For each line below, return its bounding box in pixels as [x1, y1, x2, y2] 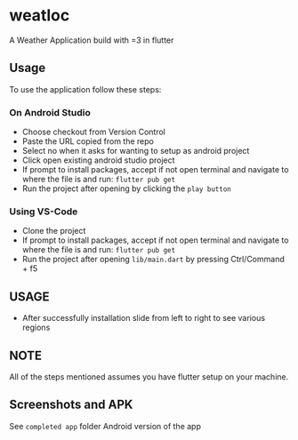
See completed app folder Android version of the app [9, 420, 202, 431]
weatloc [9, 5, 70, 26]
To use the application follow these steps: [9, 84, 162, 94]
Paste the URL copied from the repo [21, 136, 154, 147]
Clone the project [21, 226, 86, 236]
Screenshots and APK [9, 397, 133, 412]
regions [21, 322, 51, 333]
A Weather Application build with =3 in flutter [9, 35, 174, 45]
